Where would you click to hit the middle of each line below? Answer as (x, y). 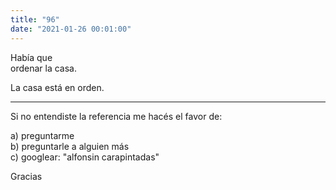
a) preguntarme (42, 135)
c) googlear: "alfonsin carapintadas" (85, 157)
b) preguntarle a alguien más (70, 146)
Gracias (26, 176)
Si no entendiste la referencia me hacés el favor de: (116, 116)
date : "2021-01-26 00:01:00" (71, 29)
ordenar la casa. (43, 68)
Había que (31, 57)
